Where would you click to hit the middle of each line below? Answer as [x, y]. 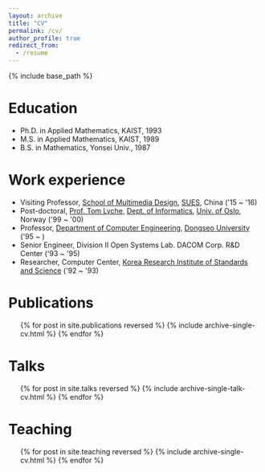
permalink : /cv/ [35, 31]
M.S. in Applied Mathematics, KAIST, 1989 [90, 139]
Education [43, 108]
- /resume [32, 53]
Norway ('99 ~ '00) [52, 219]
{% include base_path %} [51, 76]
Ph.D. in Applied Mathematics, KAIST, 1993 [91, 130]
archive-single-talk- [212, 388]
